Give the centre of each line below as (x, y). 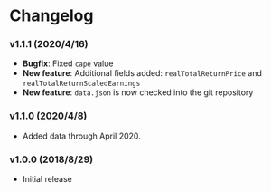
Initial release (47, 179)
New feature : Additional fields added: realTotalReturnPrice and (142, 73)
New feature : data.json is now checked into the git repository (138, 92)
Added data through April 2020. (82, 136)
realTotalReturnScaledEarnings (81, 84)
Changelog (51, 16)
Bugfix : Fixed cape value (68, 63)
